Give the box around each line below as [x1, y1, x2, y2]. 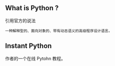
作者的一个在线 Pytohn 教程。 [5, 55, 66, 61]
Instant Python [5, 42, 52, 50]
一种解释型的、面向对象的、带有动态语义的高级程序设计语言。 [5, 28, 113, 33]
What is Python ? [5, 4, 59, 12]
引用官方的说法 [5, 17, 36, 24]
